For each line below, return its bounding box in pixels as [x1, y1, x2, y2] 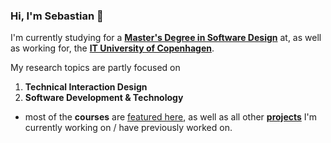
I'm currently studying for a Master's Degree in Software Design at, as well [10, 32, 322, 44]
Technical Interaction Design [24, 81, 148, 93]
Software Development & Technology [24, 92, 184, 104]
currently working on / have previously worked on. [24, 122, 233, 134]
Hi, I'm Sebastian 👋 [10, 9, 104, 23]
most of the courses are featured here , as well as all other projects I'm [24, 111, 318, 123]
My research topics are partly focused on [10, 62, 181, 74]
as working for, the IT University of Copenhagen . [10, 42, 215, 54]
